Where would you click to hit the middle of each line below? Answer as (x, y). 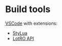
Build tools (28, 9)
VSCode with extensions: (32, 23)
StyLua (20, 33)
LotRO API (23, 38)
